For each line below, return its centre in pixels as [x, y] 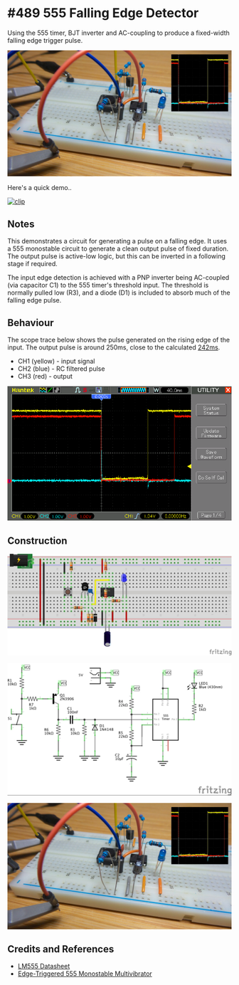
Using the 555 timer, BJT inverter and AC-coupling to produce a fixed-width [118, 33]
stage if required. [33, 264]
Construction [37, 541]
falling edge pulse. [34, 300]
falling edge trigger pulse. [45, 40]
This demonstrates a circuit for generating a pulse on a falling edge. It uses [117, 241]
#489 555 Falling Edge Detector [103, 13]
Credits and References [61, 949]
